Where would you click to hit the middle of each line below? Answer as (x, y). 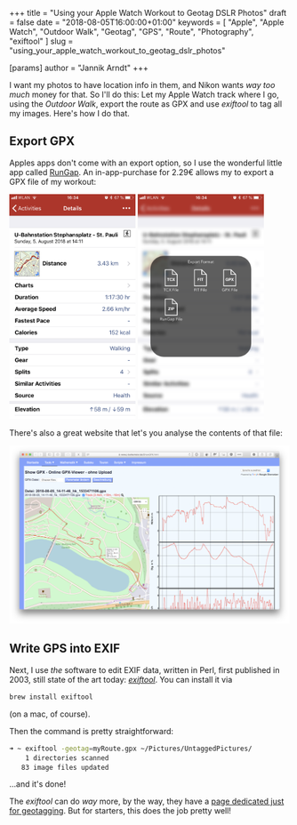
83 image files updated (65, 767)
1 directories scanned (67, 758)
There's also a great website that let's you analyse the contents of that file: (146, 433)
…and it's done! (38, 784)
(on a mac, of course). (50, 714)
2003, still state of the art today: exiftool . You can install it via (121, 679)
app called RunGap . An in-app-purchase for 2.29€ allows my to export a (141, 172)
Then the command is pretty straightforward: (92, 731)
